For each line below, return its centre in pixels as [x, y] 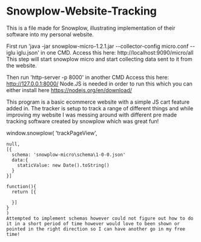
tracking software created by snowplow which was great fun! [83, 121]
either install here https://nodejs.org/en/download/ [69, 90]
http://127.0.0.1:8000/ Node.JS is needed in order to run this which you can [99, 84]
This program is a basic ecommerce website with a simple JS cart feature [98, 102]
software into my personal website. [50, 34]
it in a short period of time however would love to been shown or [93, 224]
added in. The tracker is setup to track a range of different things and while [100, 108]
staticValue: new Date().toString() [64, 165]
